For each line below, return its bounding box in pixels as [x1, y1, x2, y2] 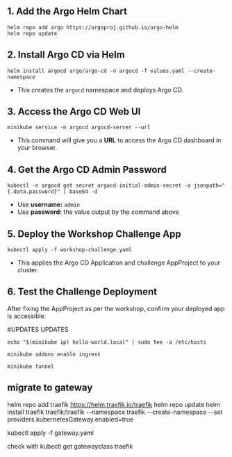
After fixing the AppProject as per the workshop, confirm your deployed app [7, 304, 225, 313]
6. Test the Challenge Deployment [7, 286, 158, 298]
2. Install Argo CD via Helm [7, 49, 125, 61]
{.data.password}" [7, 188, 60, 195]
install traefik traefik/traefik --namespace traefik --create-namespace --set [7, 408, 223, 416]
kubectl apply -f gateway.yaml [7, 429, 94, 437]
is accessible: [7, 312, 47, 320]
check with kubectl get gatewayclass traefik [7, 442, 133, 450]
